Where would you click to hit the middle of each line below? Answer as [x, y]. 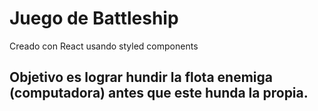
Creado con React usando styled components [104, 46]
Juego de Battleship [94, 18]
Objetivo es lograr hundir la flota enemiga [141, 77]
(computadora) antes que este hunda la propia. [159, 93]
